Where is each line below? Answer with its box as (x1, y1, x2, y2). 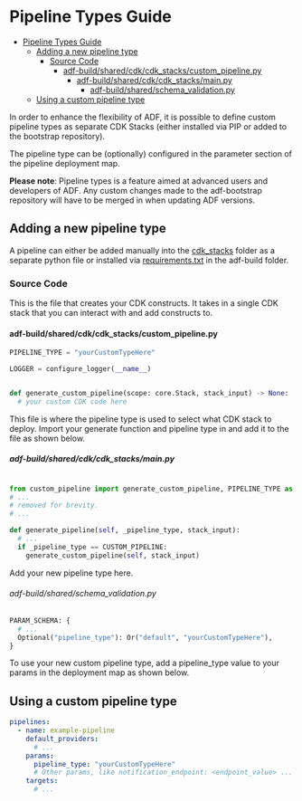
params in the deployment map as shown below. (9, 667, 190, 678)
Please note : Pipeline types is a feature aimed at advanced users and (9, 175, 269, 186)
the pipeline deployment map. (9, 157, 120, 168)
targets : (25, 777, 59, 786)
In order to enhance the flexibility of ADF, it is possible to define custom (9, 111, 276, 122)
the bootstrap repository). (9, 130, 106, 141)
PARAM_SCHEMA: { (9, 615, 71, 625)
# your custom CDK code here (17, 396, 127, 406)
